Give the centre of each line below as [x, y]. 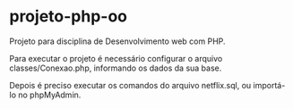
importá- [269, 85]
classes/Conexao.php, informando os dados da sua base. [116, 68]
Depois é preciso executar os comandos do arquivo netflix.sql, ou [130, 85]
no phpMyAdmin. [49, 95]
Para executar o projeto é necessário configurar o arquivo [116, 58]
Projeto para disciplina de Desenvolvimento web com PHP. [117, 41]
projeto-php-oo [69, 17]
